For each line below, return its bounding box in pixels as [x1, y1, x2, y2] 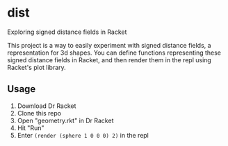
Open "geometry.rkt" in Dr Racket [17, 116, 114, 125]
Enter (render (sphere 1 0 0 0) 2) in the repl [17, 131, 149, 139]
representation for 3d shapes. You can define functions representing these [7, 48, 221, 57]
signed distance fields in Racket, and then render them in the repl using [7, 55, 212, 64]
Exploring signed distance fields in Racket [7, 28, 127, 36]
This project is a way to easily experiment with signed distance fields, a [7, 41, 211, 49]
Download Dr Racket [17, 102, 76, 110]
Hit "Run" [17, 123, 44, 132]
